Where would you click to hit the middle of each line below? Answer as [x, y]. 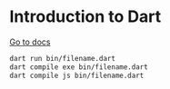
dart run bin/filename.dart [63, 58]
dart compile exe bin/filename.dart [79, 67]
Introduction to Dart [85, 17]
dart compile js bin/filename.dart [77, 75]
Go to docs [30, 42]
